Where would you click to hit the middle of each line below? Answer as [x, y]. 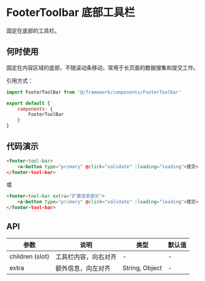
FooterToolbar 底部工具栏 [71, 13]
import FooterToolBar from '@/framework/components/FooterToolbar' [94, 92]
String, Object [142, 268]
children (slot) [30, 256]
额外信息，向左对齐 [83, 268]
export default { [28, 103]
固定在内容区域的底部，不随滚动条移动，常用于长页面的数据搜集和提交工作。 [103, 67]
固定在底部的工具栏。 [33, 31]
